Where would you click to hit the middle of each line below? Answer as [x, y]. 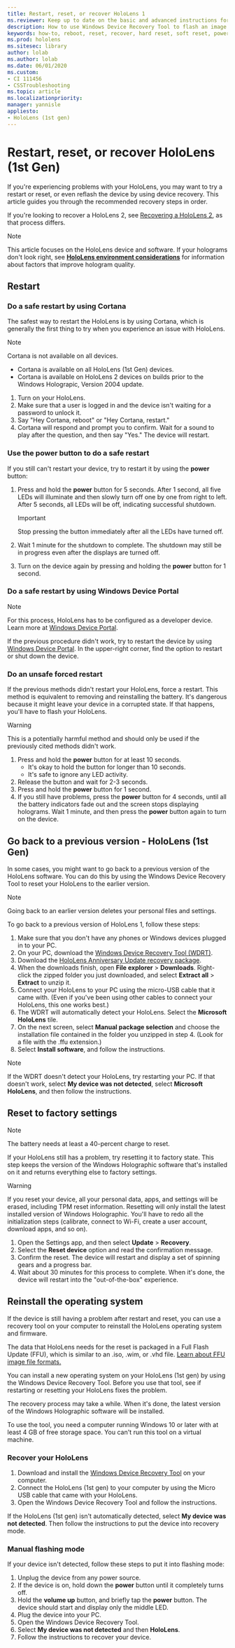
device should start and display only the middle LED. [93, 1607]
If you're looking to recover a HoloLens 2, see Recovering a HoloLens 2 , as [115, 215]
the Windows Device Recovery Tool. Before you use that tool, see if [104, 1382]
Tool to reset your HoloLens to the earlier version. [79, 883]
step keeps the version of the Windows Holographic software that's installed [117, 1164]
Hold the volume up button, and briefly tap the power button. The [112, 1600]
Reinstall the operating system [75, 1302]
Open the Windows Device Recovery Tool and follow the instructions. [117, 1502]
